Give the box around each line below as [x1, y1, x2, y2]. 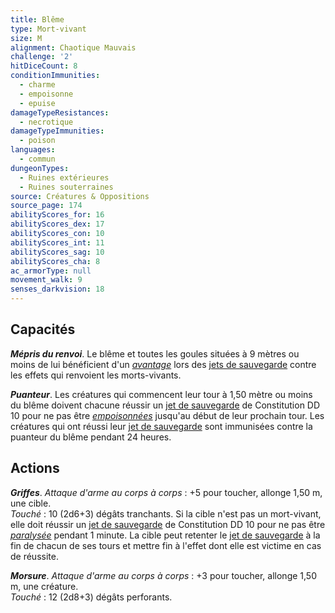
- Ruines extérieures [19, 172, 110, 183]
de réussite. [10, 550, 59, 562]
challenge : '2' [10, 52, 74, 62]
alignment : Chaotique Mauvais [10, 42, 137, 53]
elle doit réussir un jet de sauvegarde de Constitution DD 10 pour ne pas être [10, 518, 326, 530]
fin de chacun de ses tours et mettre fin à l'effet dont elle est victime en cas [10, 539, 322, 551]
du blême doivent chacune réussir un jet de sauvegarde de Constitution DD [10, 399, 321, 411]
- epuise [19, 98, 56, 108]
